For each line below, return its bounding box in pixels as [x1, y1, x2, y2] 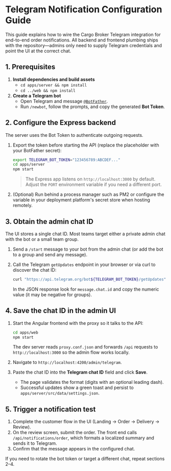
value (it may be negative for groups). [12, 291, 92, 298]
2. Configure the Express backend [5, 118, 116, 127]
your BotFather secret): [12, 147, 62, 153]
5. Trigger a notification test [5, 405, 96, 414]
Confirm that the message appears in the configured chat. [12, 446, 135, 452]
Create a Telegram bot [12, 92, 61, 98]
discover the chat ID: [12, 267, 57, 273]
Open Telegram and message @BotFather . [20, 98, 108, 104]
